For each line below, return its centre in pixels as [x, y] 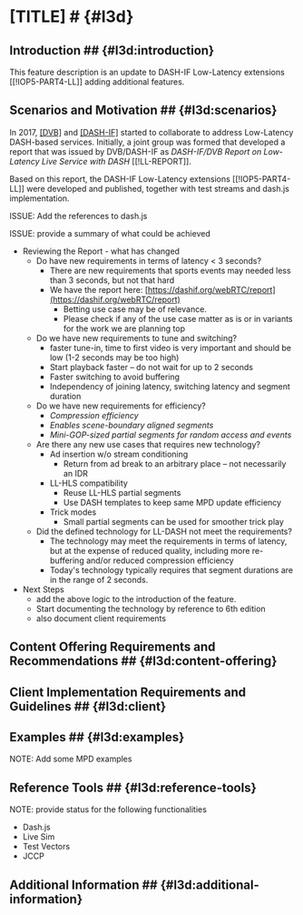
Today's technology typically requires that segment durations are [171, 569]
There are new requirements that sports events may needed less [171, 270]
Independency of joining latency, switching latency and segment [170, 386]
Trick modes [73, 512]
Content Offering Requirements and [112, 647]
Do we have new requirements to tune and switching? [137, 337]
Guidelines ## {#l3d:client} [88, 706]
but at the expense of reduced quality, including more [150, 550]
